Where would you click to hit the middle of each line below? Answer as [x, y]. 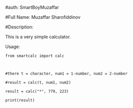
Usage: [13, 47]
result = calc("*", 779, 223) [37, 91]
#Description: [19, 27]
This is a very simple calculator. [38, 37]
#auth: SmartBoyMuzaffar [32, 7]
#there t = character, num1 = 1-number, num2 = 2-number [66, 74]
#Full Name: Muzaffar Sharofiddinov [43, 17]
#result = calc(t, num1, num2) [38, 83]
